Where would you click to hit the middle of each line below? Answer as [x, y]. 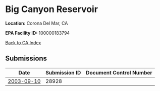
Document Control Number [119, 72]
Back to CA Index [23, 42]
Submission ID [63, 72]
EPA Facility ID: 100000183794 [38, 33]
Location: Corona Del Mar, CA [37, 23]
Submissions [26, 59]
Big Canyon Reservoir [52, 9]
